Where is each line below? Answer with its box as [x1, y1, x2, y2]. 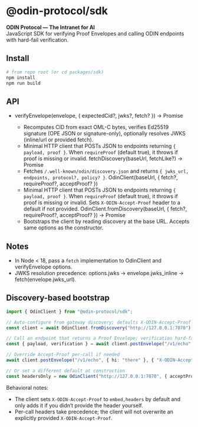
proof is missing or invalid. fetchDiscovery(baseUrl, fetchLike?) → [23, 155, 183, 162]
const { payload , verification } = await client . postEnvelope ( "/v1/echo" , [6, 341, 194, 347]
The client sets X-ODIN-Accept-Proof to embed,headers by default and [14, 395, 181, 403]
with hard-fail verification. [6, 36, 69, 43]
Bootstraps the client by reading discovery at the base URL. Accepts [23, 218, 190, 225]
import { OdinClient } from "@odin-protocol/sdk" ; [6, 309, 133, 315]
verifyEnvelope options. [14, 263, 72, 270]
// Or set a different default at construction [6, 368, 126, 374]
